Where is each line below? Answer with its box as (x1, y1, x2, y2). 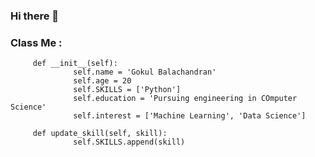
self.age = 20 (73, 76, 132, 86)
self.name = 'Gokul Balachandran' (73, 67, 217, 78)
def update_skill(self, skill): (32, 129, 168, 139)
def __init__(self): (32, 59, 118, 69)
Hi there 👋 (10, 9, 60, 23)
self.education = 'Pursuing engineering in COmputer (73, 94, 298, 104)
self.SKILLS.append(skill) (73, 137, 186, 148)
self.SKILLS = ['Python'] (73, 85, 182, 95)
